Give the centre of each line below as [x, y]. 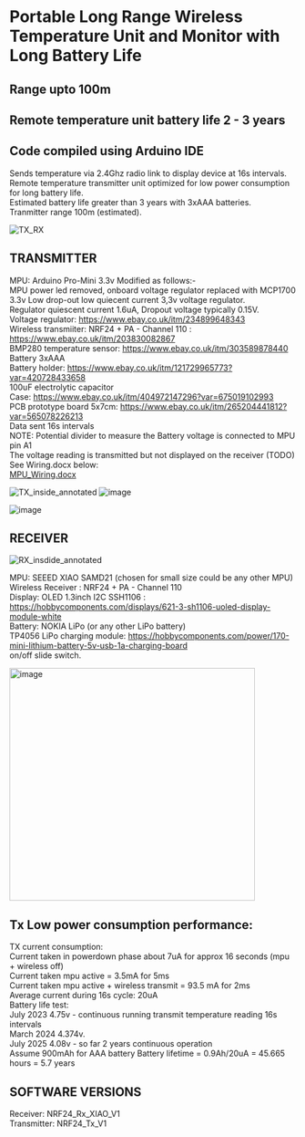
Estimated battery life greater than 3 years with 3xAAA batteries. [131, 202]
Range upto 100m [60, 89]
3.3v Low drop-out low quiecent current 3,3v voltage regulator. [127, 299]
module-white [36, 617]
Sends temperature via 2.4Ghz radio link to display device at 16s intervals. [148, 173]
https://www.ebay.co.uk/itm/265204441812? [203, 406]
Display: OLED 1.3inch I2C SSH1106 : [77, 597]
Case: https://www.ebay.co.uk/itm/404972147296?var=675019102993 [142, 396]
